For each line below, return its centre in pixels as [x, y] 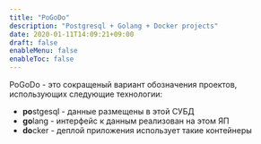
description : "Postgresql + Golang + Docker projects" [114, 26]
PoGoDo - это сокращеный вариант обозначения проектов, [123, 85]
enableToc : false [42, 59]
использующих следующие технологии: [86, 94]
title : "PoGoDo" [39, 17]
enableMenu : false [43, 51]
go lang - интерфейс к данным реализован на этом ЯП [126, 121]
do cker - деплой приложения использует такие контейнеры [137, 130]
